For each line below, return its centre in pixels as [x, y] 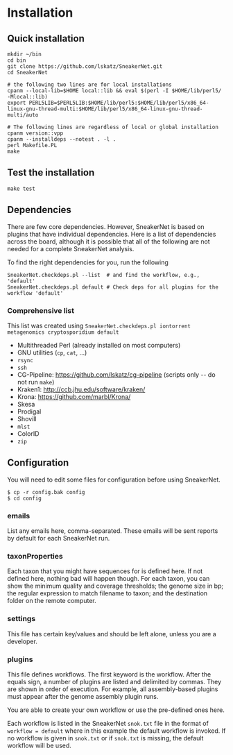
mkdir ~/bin [24, 54]
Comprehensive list [41, 310]
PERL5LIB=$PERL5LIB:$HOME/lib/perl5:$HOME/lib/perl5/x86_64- [119, 103]
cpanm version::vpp [35, 133]
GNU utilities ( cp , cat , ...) [52, 353]
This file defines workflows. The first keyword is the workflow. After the [109, 674]
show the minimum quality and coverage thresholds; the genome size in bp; [115, 586]
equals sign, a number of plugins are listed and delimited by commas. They [114, 681]
